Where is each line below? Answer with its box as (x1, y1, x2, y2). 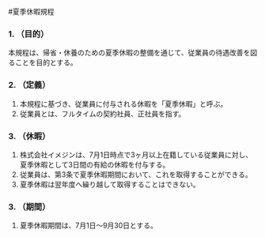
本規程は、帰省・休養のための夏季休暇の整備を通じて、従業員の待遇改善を (8, 48, 251, 58)
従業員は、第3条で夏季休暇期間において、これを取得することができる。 (19, 169, 253, 179)
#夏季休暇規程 (8, 7, 55, 16)
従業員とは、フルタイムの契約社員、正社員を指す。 (19, 109, 186, 118)
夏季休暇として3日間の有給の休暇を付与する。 (19, 160, 170, 169)
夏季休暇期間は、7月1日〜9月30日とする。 (19, 220, 158, 231)
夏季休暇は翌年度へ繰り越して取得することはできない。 (19, 179, 200, 189)
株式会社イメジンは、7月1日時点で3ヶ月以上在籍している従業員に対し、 (19, 149, 253, 160)
